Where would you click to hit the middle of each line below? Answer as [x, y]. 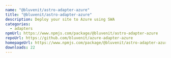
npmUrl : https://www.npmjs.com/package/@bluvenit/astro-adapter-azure [82, 33]
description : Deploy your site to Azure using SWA [60, 19]
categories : [18, 24]
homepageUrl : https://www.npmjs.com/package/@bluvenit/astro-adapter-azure [87, 43]
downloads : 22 [20, 47]
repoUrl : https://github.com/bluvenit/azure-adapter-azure [69, 38]
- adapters [21, 29]
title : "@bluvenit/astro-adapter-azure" [49, 15]
